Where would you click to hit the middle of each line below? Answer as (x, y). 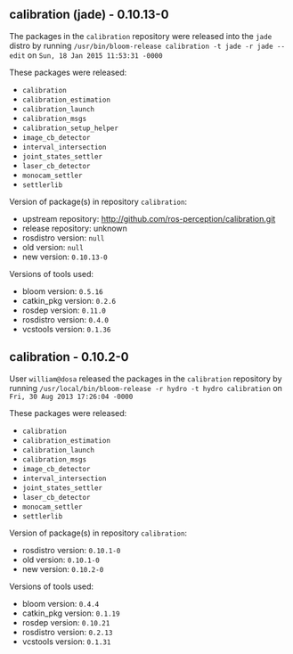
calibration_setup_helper (70, 128)
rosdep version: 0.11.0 (64, 310)
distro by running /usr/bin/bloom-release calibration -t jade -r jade (141, 45)
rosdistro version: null (63, 237)
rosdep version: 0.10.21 (66, 622)
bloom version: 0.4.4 (61, 603)
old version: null (53, 247)
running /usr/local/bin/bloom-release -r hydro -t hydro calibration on (146, 388)
